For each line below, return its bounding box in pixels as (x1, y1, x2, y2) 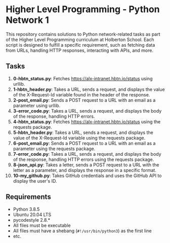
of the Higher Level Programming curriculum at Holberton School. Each (6, 37, 154, 43)
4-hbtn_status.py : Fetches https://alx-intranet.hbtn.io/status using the (13, 118, 161, 125)
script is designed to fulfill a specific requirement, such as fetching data (6, 42, 155, 48)
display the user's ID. (13, 178, 57, 184)
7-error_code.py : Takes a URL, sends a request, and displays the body (13, 151, 161, 157)
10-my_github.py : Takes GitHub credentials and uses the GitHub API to (13, 172, 162, 179)
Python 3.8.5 (13, 206, 40, 212)
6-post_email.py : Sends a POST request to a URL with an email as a (13, 140, 156, 146)
